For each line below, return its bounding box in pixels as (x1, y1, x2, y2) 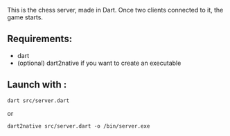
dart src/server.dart (7, 97, 70, 104)
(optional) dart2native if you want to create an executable (17, 59, 182, 67)
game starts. (7, 13, 44, 21)
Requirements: (7, 33, 73, 45)
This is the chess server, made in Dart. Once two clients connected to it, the (7, 6, 224, 14)
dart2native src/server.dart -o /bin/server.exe (7, 122, 150, 130)
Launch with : (7, 79, 67, 90)
